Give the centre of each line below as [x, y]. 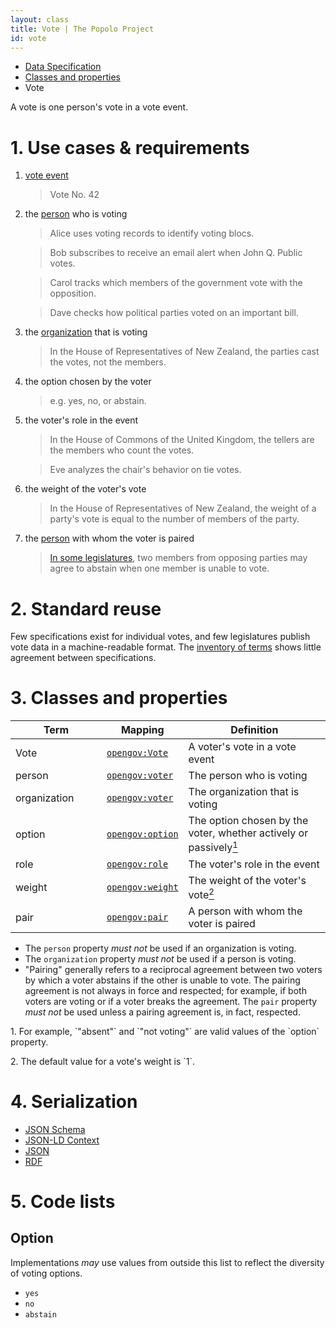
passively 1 [213, 847]
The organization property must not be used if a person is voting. [160, 958]
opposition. [73, 293]
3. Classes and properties [119, 698]
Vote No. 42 [74, 195]
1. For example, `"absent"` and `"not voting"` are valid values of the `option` [165, 1031]
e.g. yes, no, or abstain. [98, 401]
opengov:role [137, 864]
